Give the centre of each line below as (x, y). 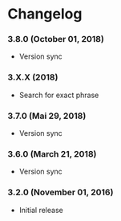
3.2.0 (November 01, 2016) (60, 192)
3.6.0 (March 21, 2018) (52, 154)
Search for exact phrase (59, 95)
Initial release (41, 210)
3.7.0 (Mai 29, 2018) (47, 116)
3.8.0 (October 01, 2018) (56, 39)
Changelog (45, 14)
